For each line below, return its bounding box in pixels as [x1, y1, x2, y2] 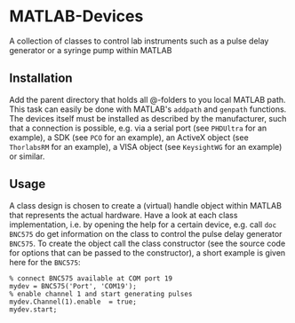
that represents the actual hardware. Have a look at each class [9, 209, 238, 220]
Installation [9, 71, 73, 86]
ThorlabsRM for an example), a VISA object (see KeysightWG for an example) [9, 141, 283, 152]
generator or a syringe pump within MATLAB [9, 44, 172, 55]
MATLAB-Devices [9, 6, 144, 27]
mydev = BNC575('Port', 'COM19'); [9, 281, 138, 290]
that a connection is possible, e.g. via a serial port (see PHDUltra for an [9, 122, 267, 133]
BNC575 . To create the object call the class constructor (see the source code [9, 238, 286, 248]
